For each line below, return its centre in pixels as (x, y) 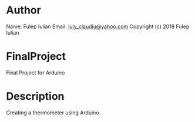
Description (35, 96)
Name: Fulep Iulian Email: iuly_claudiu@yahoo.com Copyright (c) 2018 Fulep (98, 26)
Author (23, 10)
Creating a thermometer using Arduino (53, 113)
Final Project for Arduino (36, 72)
